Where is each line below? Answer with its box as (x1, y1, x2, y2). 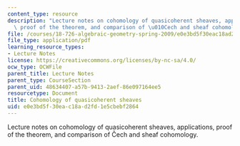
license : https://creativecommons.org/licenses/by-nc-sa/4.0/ (7, 57, 196, 64)
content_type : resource (7, 10, 79, 18)
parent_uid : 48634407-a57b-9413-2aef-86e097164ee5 (7, 83, 161, 90)
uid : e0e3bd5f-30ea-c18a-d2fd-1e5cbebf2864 (7, 103, 139, 110)
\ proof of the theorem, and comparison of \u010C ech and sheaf (14, 24, 209, 31)
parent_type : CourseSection (7, 76, 91, 84)
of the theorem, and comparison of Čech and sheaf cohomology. (7, 130, 199, 139)
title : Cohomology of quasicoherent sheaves (7, 97, 142, 104)
